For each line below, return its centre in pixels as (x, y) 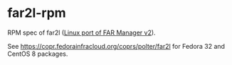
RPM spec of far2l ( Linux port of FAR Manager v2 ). (81, 32)
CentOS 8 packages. (38, 54)
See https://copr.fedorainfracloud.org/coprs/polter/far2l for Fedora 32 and (116, 46)
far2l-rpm (37, 13)
